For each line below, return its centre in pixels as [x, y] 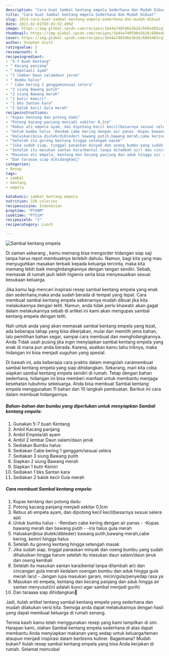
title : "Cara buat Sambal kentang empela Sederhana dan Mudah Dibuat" [81, 15]
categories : [18, 164]
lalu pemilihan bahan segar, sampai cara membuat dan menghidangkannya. [84, 337]
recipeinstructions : [27, 113]
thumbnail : [17, 33]
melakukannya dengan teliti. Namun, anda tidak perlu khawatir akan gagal [82, 305]
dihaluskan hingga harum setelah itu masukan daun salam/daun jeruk [84, 555]
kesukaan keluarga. [26, 280]
